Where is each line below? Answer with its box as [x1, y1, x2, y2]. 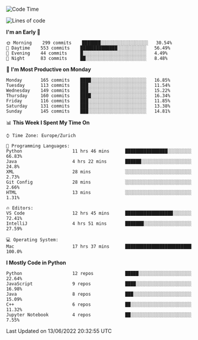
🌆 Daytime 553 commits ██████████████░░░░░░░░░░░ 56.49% [6, 45, 170, 51]
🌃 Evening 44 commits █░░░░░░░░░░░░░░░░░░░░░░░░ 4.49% [6, 50, 168, 56]
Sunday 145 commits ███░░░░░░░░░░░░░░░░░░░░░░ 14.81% [6, 108, 170, 114]
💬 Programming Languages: [6, 143, 70, 149]
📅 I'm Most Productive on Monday [6, 66, 92, 73]
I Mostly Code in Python [6, 259, 66, 266]
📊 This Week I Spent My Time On [6, 119, 90, 126]
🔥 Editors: [6, 205, 34, 211]
